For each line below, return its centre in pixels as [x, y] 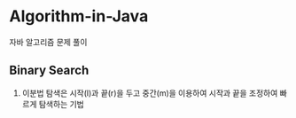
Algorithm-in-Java [79, 16]
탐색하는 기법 [61, 104]
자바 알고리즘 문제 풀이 [48, 42]
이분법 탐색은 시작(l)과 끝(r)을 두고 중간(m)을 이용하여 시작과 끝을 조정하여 [150, 93]
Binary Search [49, 71]
